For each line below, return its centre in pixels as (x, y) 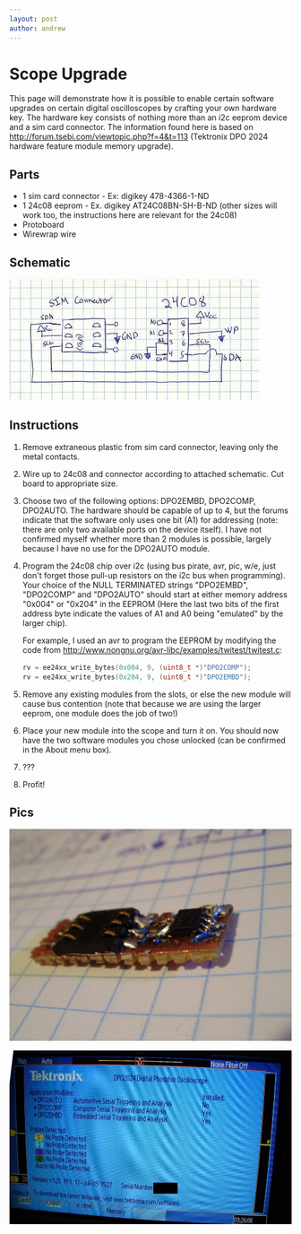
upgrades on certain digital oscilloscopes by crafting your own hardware (143, 109)
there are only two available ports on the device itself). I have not (142, 529)
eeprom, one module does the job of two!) (100, 713)
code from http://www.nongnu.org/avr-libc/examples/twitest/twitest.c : (152, 649)
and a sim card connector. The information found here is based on (131, 127)
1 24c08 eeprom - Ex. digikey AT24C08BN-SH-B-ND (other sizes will (150, 205)
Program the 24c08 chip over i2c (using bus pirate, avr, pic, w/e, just (149, 566)
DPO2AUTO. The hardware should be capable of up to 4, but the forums (155, 510)
